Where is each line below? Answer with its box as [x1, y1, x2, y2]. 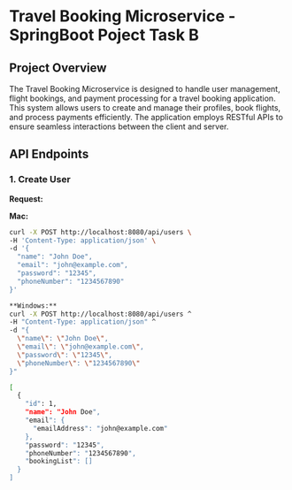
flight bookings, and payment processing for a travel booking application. [9, 93, 276, 103]
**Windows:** [9, 301, 58, 310]
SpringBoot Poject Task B [9, 25, 199, 45]
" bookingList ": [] [25, 457, 93, 466]
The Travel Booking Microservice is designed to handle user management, [9, 84, 280, 94]
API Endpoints [9, 147, 89, 162]
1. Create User [9, 173, 71, 186]
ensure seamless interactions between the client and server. [9, 121, 229, 132]
